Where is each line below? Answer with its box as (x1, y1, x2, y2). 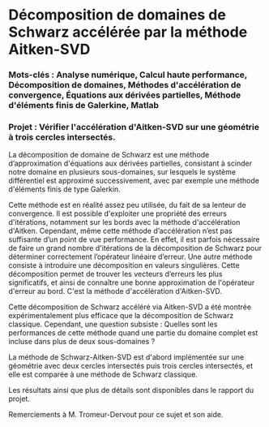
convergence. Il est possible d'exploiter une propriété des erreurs (8, 209, 227, 218)
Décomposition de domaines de (8, 6, 227, 24)
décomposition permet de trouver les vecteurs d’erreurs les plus (8, 270, 223, 279)
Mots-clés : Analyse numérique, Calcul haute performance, (8, 69, 247, 80)
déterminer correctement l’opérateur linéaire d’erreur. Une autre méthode (8, 252, 253, 261)
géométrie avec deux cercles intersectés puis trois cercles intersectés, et (8, 361, 254, 371)
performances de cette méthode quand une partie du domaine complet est (8, 328, 258, 338)
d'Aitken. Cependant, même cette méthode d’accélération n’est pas (8, 226, 233, 236)
